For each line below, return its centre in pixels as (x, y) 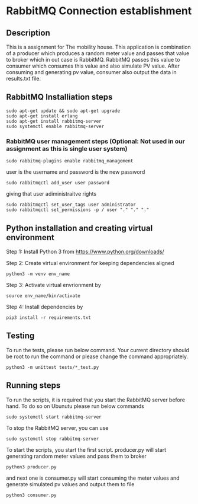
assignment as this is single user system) (67, 148)
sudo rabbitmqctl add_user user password (58, 183)
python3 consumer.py (32, 495)
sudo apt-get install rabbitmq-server (54, 121)
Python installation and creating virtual (79, 228)
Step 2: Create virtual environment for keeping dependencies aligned (90, 263)
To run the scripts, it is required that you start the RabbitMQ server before (95, 400)
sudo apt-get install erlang (42, 116)
